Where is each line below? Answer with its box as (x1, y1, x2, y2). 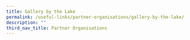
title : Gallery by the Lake (6, 8, 76, 15)
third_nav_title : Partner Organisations (6, 25, 108, 31)
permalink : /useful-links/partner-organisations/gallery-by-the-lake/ (6, 14, 185, 20)
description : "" (6, 19, 46, 25)
